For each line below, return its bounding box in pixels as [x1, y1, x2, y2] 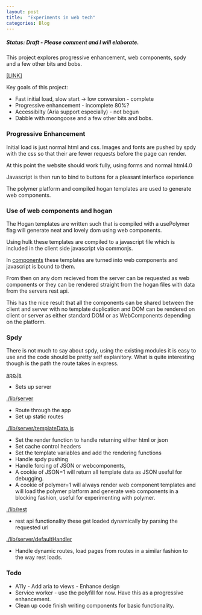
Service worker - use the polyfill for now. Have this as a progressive [14, 589, 184, 596]
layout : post [6, 8, 39, 15]
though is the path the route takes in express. [6, 360, 119, 367]
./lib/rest [6, 506, 27, 513]
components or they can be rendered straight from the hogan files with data [6, 281, 195, 288]
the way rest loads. [14, 553, 63, 561]
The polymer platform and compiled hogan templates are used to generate [6, 185, 192, 192]
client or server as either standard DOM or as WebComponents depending [6, 311, 191, 319]
